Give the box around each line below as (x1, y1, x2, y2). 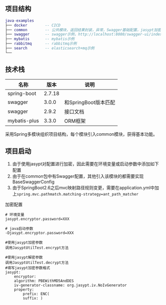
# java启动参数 (5, 226, 34, 231)
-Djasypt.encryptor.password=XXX (5, 231, 74, 236)
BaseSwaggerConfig (12, 179, 55, 185)
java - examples (5, 18, 35, 23)
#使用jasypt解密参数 (5, 255, 43, 260)
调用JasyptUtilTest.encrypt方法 (5, 246, 69, 251)
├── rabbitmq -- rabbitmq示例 (5, 41, 77, 46)
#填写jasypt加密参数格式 (5, 265, 50, 271)
